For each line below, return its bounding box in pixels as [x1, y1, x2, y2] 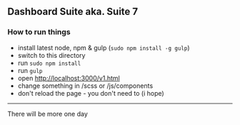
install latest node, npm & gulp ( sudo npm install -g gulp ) [17, 43, 191, 52]
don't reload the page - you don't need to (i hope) [17, 89, 164, 97]
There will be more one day [7, 109, 88, 118]
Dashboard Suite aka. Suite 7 [7, 6, 139, 18]
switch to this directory [17, 51, 86, 59]
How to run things [7, 27, 71, 37]
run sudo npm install [17, 59, 81, 67]
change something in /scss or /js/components [17, 81, 154, 90]
